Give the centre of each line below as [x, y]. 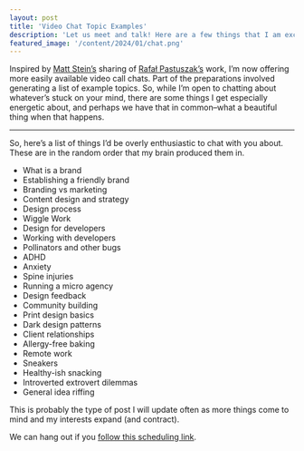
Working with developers [69, 238]
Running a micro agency [68, 286]
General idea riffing [58, 392]
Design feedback [54, 296]
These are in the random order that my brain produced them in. [127, 153]
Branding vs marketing [65, 190]
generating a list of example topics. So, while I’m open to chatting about [143, 88]
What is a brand [52, 171]
